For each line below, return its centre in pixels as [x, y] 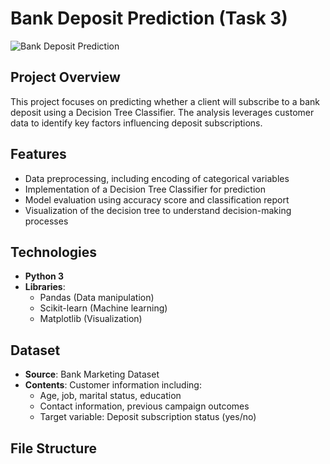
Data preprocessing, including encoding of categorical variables [157, 178]
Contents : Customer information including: [113, 385]
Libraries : [45, 287]
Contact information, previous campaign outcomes [144, 406]
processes [46, 221]
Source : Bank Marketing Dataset [92, 374]
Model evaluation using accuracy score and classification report [157, 199]
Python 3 [44, 276]
